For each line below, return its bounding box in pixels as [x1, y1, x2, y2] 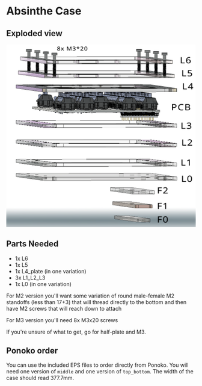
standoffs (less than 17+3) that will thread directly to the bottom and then [6, 298, 187, 305]
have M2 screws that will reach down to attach [6, 305, 122, 312]
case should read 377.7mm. [6, 375, 75, 382]
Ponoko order [6, 346, 58, 356]
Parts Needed [6, 239, 59, 249]
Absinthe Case [6, 4, 82, 18]
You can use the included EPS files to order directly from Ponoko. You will [6, 361, 189, 369]
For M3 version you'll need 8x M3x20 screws [6, 316, 118, 323]
